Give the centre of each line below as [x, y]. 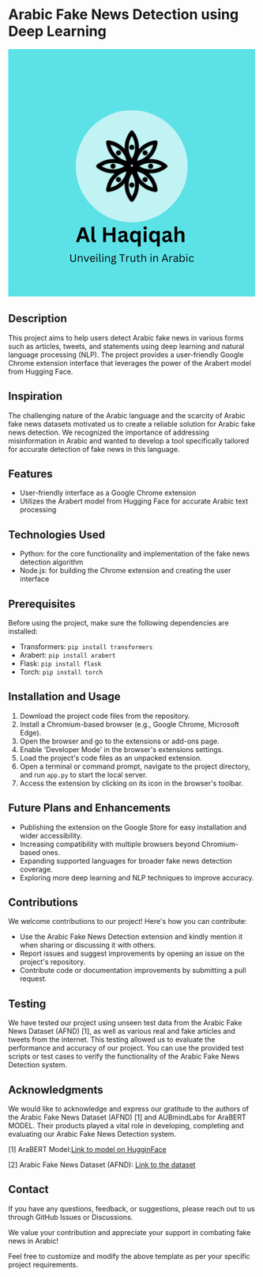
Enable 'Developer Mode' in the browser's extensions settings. [121, 749]
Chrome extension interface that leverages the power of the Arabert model [130, 363]
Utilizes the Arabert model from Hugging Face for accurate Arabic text [134, 501]
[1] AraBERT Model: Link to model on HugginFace [88, 1150]
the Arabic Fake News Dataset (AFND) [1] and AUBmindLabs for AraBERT [127, 1117]
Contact [28, 1190]
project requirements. [43, 1264]
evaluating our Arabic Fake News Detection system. [92, 1134]
